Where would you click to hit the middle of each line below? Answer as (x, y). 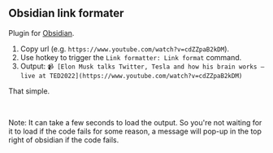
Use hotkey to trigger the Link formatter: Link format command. (131, 57)
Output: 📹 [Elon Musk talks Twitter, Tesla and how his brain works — (142, 66)
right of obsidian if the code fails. (64, 140)
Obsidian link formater (66, 13)
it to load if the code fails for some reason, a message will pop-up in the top (135, 131)
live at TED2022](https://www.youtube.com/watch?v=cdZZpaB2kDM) (131, 76)
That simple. (29, 91)
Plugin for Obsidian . (41, 33)
